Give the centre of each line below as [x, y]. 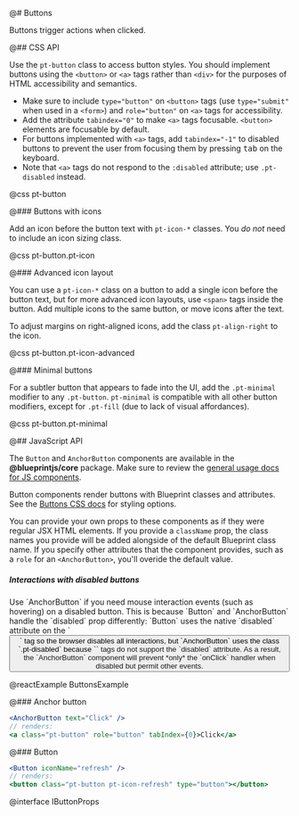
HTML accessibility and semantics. [73, 83]
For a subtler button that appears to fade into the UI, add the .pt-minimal [142, 387]
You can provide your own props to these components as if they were [137, 521]
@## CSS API [34, 47]
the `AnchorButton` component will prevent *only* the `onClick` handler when [149, 658]
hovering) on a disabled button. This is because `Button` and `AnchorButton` [149, 611]
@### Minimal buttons [51, 370]
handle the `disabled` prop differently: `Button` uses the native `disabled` [142, 621]
